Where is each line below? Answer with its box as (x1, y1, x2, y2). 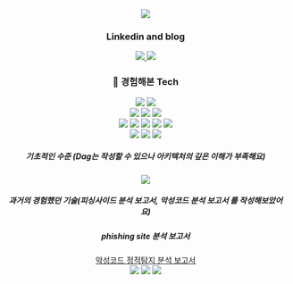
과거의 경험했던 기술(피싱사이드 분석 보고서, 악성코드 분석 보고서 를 (8, 196, 239, 206)
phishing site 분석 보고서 (101, 230, 190, 241)
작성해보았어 (239, 196, 283, 206)
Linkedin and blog (105, 30, 186, 43)
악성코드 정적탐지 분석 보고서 (95, 255, 197, 265)
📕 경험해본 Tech (113, 76, 179, 88)
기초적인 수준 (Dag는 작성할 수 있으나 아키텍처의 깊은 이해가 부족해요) (25, 151, 266, 162)
